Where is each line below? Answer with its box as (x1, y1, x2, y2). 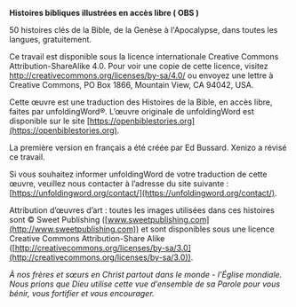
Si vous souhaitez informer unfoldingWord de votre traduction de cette (9, 169, 268, 179)
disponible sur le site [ (9, 115, 91, 126)
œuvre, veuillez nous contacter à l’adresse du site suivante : (9, 178, 229, 189)
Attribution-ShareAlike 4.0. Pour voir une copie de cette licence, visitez (9, 61, 268, 71)
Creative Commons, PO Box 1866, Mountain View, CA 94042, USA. (9, 80, 254, 90)
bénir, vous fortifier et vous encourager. (9, 288, 155, 298)
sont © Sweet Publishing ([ (9, 215, 108, 224)
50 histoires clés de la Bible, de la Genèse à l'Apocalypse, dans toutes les (9, 25, 278, 35)
